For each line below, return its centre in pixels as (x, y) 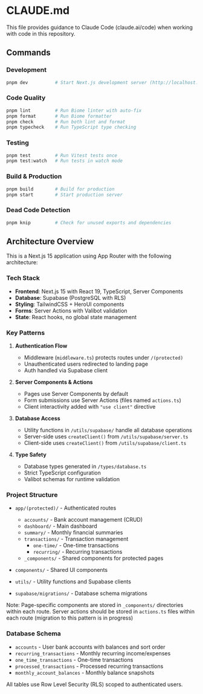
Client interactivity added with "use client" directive (90, 406)
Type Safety (31, 455)
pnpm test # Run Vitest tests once (62, 155)
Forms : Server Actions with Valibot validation (71, 310)
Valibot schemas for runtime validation (72, 479)
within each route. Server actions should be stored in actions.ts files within (101, 612)
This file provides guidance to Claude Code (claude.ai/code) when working (100, 27)
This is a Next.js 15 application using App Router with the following (89, 256)
